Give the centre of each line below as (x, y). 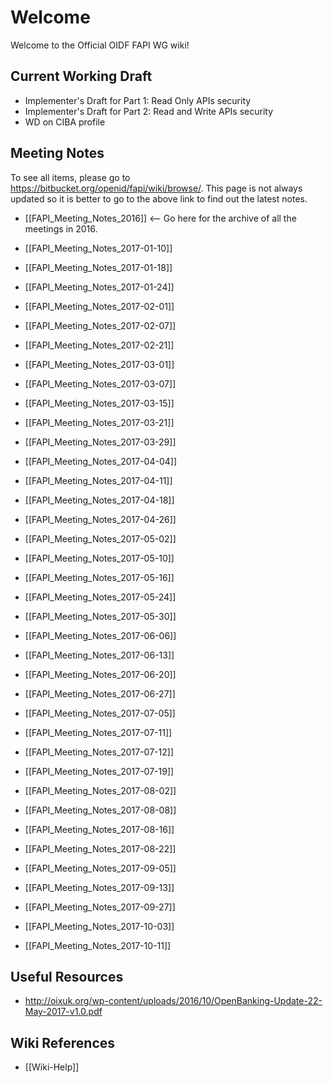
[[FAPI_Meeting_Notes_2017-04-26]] (100, 519)
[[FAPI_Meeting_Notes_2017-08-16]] (99, 829)
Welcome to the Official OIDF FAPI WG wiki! (100, 45)
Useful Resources (67, 976)
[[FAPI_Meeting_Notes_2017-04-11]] (98, 480)
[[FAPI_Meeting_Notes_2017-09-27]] (100, 907)
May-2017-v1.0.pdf (63, 1012)
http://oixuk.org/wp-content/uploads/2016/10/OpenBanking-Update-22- (173, 1001)
